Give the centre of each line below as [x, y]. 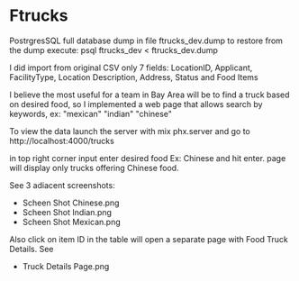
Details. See [32, 249]
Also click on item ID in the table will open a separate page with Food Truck [149, 239]
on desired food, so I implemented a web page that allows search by [136, 104]
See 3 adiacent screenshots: [62, 185]
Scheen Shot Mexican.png [72, 222]
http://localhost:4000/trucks [62, 140]
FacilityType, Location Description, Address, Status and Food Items [134, 77]
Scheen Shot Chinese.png [71, 203]
